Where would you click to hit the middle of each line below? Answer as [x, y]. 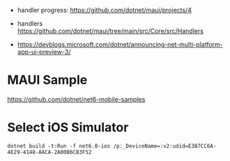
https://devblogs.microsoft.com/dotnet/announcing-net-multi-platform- [120, 44]
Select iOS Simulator [68, 128]
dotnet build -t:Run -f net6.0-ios [59, 146]
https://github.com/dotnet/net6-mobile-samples [76, 99]
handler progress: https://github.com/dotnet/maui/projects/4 [104, 10]
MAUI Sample [47, 80]
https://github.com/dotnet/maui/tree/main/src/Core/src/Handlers [110, 31]
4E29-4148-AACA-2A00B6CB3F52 [49, 152]
